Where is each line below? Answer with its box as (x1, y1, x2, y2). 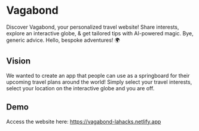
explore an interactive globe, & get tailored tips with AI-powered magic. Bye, (6, 29, 194, 36)
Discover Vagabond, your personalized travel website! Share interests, (6, 23, 179, 31)
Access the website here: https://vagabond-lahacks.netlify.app (6, 118, 161, 125)
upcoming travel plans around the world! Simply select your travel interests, (6, 78, 192, 86)
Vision (6, 56, 31, 66)
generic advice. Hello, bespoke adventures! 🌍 (6, 36, 121, 44)
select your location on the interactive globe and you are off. (6, 84, 155, 92)
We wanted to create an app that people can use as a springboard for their (6, 72, 190, 79)
